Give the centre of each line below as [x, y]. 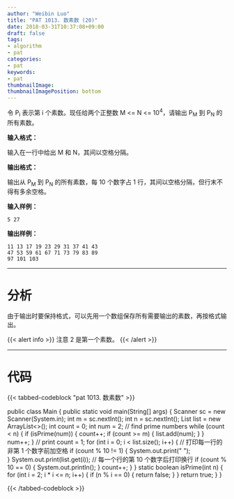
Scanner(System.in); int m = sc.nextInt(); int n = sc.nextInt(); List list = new [114, 419]
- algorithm [24, 46]
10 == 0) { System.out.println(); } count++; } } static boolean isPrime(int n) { [115, 468]
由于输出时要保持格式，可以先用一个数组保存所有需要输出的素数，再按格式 [114, 316]
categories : [24, 59]
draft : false [26, 33]
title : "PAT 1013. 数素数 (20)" [53, 20]
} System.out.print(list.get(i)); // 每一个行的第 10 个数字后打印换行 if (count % [117, 460]
